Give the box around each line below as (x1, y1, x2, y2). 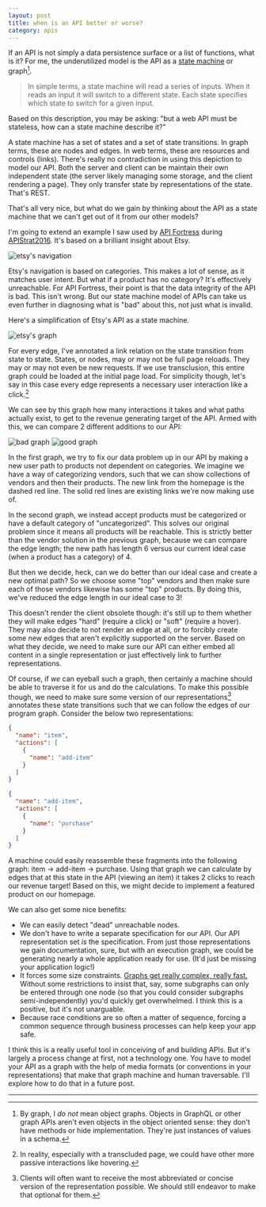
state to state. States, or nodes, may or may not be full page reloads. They (8, 354, 250, 365)
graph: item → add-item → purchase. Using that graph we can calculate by (8, 865, 252, 874)
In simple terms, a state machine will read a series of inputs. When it (27, 82, 251, 91)
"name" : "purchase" (28, 819, 93, 827)
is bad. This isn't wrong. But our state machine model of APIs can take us (8, 292, 247, 301)
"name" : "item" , (15, 731, 69, 739)
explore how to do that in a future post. (8, 1079, 135, 1088)
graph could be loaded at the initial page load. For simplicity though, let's (8, 372, 246, 381)
